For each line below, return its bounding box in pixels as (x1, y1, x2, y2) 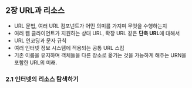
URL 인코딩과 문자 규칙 (14, 37, 67, 44)
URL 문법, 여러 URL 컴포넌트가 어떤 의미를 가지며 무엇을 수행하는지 (14, 22, 167, 29)
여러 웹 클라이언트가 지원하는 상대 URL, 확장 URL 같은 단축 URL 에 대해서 (14, 29, 180, 36)
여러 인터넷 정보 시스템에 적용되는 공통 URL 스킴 (14, 44, 124, 51)
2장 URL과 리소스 (5, 5, 65, 16)
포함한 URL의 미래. (14, 59, 58, 66)
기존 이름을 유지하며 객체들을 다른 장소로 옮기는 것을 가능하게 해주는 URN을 (14, 52, 187, 59)
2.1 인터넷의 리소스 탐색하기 (5, 75, 79, 83)
